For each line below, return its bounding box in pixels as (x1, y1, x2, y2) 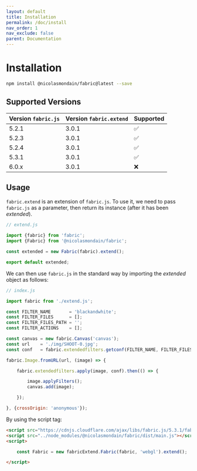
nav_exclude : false (6, 31, 54, 36)
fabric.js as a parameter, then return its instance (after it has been (6, 204, 169, 212)
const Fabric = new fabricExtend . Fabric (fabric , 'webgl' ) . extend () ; (16, 449, 188, 455)
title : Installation (6, 14, 57, 20)
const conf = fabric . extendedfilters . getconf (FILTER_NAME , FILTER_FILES (6, 346, 193, 353)
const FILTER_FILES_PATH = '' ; (6, 320, 83, 326)
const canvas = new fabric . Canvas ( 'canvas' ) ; (6, 336, 119, 342)
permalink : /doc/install (6, 19, 67, 25)
